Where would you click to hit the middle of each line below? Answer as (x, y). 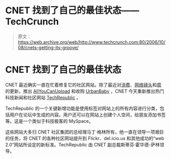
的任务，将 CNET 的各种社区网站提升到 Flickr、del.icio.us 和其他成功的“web (85, 138)
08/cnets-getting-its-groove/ (48, 47)
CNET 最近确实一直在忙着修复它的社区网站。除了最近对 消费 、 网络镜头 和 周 (83, 85)
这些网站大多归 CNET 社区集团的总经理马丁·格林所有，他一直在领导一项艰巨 (85, 132)
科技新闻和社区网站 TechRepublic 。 (43, 97)
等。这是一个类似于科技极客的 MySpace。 (49, 121)
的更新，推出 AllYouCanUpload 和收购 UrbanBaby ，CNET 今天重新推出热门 (85, 91)
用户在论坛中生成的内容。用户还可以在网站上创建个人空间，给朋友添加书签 (88, 115)
